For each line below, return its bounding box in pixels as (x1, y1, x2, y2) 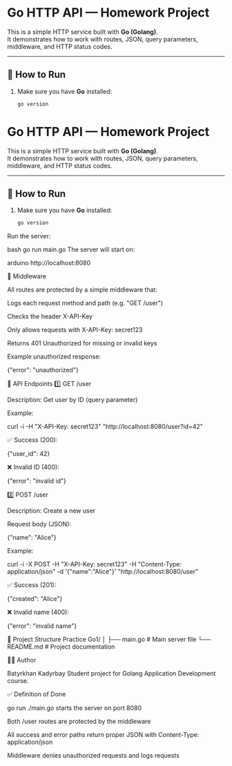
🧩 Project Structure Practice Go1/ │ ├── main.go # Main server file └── (7, 635, 211, 644)
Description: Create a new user (7, 506, 96, 515)
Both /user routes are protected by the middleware (7, 717, 151, 726)
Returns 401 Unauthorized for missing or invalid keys (7, 339, 157, 347)
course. (7, 677, 29, 685)
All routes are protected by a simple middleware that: (7, 285, 157, 294)
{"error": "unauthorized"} (7, 366, 79, 374)
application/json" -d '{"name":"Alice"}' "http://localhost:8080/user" (7, 568, 199, 576)
